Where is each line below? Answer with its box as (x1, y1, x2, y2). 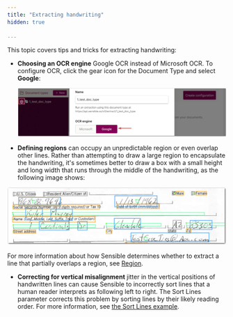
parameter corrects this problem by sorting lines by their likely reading (17, 295, 219, 303)
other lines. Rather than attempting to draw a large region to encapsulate (17, 150, 226, 160)
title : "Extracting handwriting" (7, 11, 104, 18)
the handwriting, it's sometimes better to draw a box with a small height (17, 158, 223, 167)
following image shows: (17, 173, 86, 181)
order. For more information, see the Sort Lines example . (17, 302, 179, 311)
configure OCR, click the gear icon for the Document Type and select (17, 67, 216, 75)
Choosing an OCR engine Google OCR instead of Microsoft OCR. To (17, 59, 214, 68)
